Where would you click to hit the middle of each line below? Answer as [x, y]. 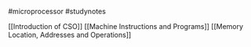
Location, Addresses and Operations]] [70, 35]
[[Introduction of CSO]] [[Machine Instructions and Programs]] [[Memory [126, 26]
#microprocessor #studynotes [57, 11]
